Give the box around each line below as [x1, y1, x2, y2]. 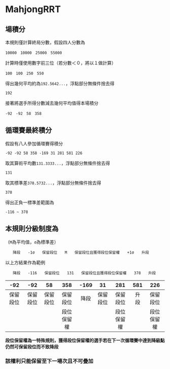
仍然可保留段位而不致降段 [5, 343, 59, 350]
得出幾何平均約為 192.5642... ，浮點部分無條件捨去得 [5, 80, 115, 87]
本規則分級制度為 [5, 224, 59, 233]
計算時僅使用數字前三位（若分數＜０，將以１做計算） [5, 60, 116, 66]
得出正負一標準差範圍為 [5, 199, 54, 206]
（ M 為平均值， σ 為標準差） [5, 239, 59, 245]
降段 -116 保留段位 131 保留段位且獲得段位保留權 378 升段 [12, 270, 156, 275]
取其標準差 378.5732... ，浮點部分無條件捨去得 [5, 180, 101, 186]
